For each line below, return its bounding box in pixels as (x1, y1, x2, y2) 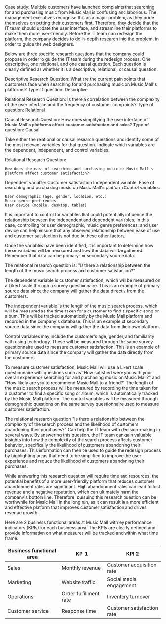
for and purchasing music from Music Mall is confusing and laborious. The (5, 9, 157, 15)
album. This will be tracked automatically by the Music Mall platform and (5, 313, 152, 319)
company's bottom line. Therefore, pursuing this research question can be (5, 494, 157, 500)
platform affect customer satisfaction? (5, 171, 90, 176)
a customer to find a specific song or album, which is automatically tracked (5, 390, 158, 396)
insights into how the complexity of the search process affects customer (5, 437, 152, 443)
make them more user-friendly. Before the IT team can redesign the (5, 31, 143, 36)
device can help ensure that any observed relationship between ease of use (5, 228, 160, 233)
